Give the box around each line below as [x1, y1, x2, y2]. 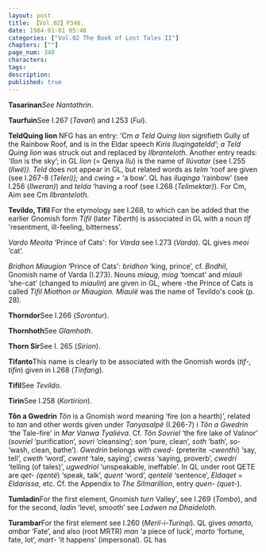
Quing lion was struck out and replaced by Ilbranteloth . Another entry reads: [8, 148, 257, 157]
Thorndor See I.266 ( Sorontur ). [8, 311, 110, 320]
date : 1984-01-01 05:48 [8, 26, 87, 34]
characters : [8, 56, 48, 64]
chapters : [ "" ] [8, 41, 59, 49]
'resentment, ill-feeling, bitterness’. [8, 222, 122, 231]
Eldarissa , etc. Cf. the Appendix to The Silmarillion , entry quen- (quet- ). [8, 478, 242, 488]
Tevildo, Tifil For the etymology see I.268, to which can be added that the [8, 205, 249, 214]
